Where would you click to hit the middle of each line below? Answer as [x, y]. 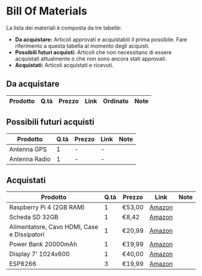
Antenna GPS [28, 149]
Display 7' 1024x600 [40, 254]
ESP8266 [23, 264]
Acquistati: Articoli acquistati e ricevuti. [64, 65]
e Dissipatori [27, 234]
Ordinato [116, 101]
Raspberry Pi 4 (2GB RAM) [47, 207]
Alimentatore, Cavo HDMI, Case [54, 227]
